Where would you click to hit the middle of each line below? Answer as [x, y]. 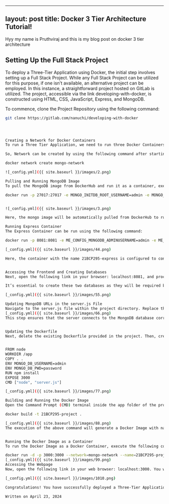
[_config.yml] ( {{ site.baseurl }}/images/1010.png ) [60, 478]
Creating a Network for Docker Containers [50, 140]
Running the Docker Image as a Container [49, 441]
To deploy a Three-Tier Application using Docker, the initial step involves [80, 72]
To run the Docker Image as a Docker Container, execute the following [82, 446]
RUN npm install [22, 373]
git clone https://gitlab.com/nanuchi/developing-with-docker [72, 118]
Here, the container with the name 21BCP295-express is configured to [81, 259]
